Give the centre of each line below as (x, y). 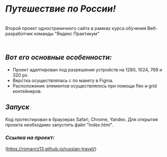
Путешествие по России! (61, 9)
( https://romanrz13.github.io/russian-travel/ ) (51, 149)
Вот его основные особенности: (59, 57)
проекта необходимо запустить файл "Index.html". (59, 125)
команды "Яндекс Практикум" (67, 33)
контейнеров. (27, 91)
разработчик (19, 33)
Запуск (17, 107)
